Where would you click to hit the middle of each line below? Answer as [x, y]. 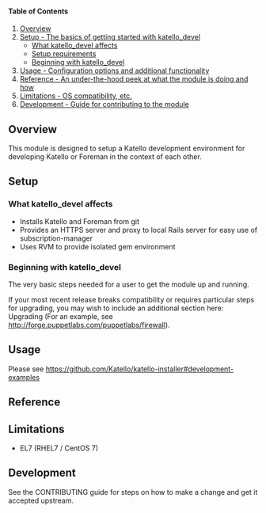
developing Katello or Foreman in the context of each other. [105, 157]
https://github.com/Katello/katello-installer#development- [140, 369]
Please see [26, 369]
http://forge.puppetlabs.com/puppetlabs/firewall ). [89, 325]
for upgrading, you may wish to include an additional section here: [116, 308]
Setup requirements [64, 54]
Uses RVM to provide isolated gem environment [97, 246]
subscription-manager [56, 238]
